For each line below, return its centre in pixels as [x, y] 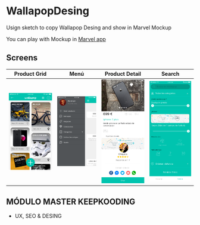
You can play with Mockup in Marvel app [56, 39]
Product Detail [123, 74]
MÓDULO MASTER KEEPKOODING [71, 201]
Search [171, 74]
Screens [22, 58]
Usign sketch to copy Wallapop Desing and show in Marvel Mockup [89, 27]
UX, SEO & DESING [38, 216]
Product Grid [30, 74]
